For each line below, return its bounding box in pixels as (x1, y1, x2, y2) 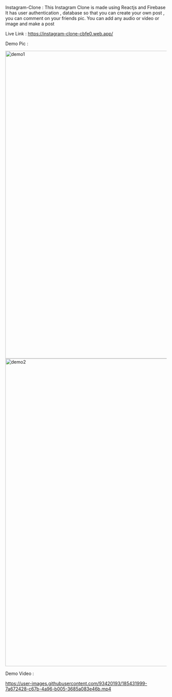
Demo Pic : (5, 41, 29, 47)
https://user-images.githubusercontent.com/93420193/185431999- (5, 681, 147, 686)
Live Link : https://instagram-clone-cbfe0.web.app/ (5, 31, 114, 36)
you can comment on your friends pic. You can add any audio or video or (5, 15, 160, 21)
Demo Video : (5, 670, 34, 676)
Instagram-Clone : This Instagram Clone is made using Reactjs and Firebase (5, 5, 166, 10)
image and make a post (5, 21, 55, 27)
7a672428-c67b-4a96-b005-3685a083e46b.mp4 (5, 686, 112, 692)
